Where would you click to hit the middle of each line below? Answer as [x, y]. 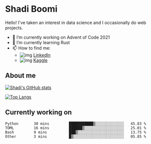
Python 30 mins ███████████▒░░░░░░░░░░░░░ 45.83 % [76, 123]
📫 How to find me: [31, 48]
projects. [14, 27]
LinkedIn [42, 55]
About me [20, 76]
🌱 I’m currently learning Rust [41, 42]
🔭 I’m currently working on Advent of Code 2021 [61, 37]
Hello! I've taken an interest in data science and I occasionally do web [76, 23]
